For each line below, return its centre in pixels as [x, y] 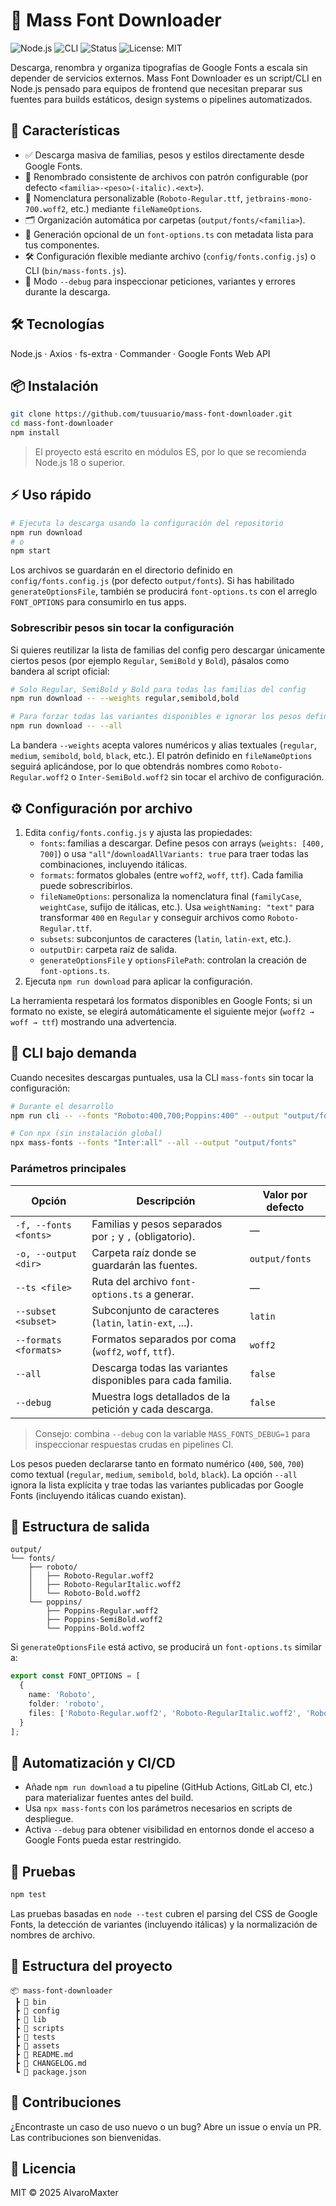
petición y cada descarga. [152, 1409]
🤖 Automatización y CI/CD [93, 1762]
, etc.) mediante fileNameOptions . [134, 208]
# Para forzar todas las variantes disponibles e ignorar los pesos [156, 717]
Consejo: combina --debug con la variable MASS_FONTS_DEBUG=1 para [172, 1433]
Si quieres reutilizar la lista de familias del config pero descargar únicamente [168, 650]
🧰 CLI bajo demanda [73, 1053]
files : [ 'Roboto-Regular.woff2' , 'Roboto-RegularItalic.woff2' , [165, 1713]
